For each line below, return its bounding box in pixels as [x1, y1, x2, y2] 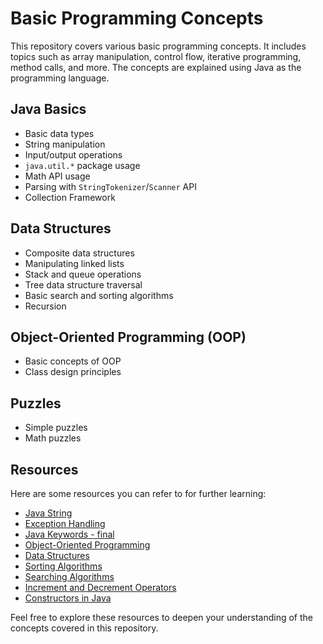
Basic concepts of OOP [24, 355, 122, 367]
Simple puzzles [24, 422, 88, 434]
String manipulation [24, 138, 106, 150]
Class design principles [24, 366, 122, 378]
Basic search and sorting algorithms [24, 289, 174, 301]
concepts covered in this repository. [10, 622, 159, 634]
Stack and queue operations [24, 268, 142, 280]
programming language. [10, 72, 110, 84]
